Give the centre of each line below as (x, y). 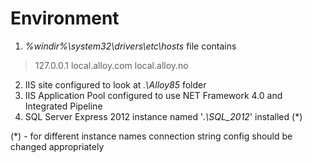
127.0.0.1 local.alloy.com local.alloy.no (111, 65)
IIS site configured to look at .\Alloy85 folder (115, 84)
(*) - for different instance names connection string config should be (151, 136)
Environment (65, 18)
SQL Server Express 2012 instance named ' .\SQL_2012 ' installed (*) (163, 116)
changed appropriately (57, 146)
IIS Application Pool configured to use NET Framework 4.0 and (153, 95)
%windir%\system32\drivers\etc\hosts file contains (130, 46)
